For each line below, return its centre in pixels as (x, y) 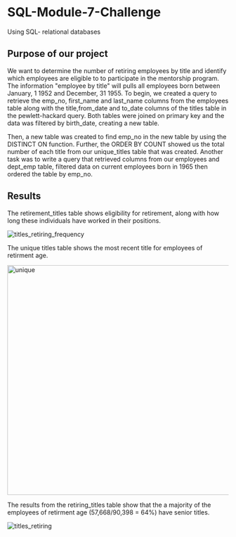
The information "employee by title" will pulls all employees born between (114, 86)
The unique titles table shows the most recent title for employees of (105, 247)
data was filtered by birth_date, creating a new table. (83, 123)
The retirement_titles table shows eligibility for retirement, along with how (113, 213)
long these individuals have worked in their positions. (84, 220)
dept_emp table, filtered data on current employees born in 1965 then (108, 167)
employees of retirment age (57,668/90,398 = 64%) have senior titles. (109, 512)
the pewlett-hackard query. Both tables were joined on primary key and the (116, 115)
